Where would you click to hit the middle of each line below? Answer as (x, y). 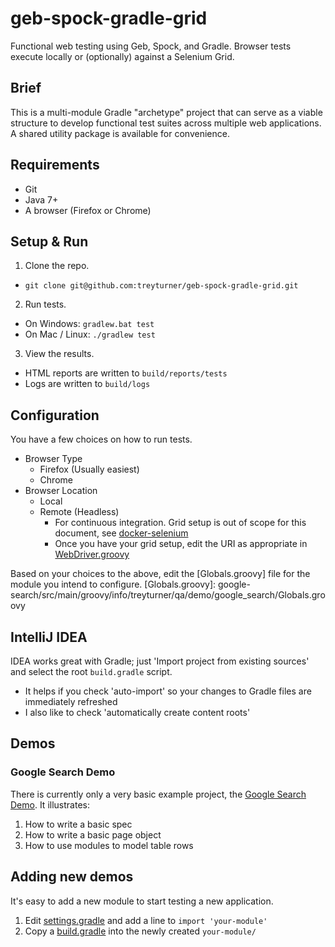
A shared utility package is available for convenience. (120, 133)
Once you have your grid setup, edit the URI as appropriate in (181, 544)
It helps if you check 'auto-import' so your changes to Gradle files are (168, 691)
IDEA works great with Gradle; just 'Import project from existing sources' (160, 661)
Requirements (55, 165)
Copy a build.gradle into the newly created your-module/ (140, 931)
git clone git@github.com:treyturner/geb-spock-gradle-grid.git (161, 286)
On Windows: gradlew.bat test (89, 324)
